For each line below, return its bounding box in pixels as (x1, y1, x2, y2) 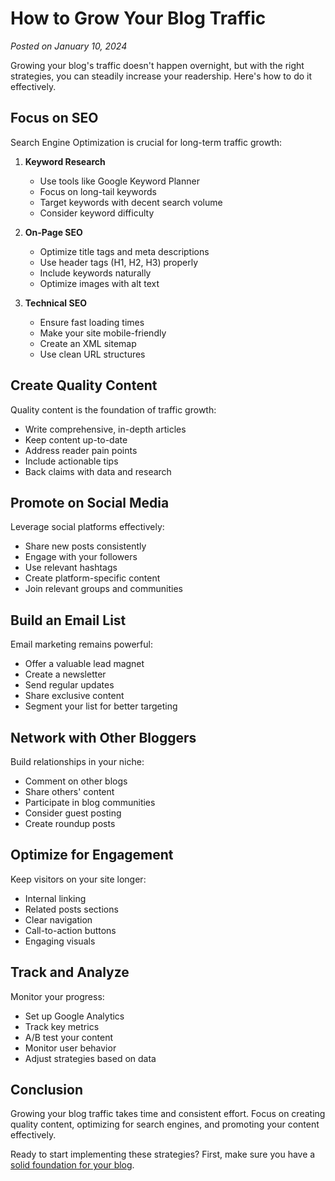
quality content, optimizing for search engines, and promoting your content (10, 1118, 320, 1131)
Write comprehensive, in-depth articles (24, 423, 187, 435)
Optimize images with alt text (39, 277, 160, 289)
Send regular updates (24, 679, 115, 691)
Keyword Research (24, 155, 106, 167)
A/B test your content (24, 1031, 113, 1043)
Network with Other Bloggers (10, 729, 197, 746)
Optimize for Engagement (10, 847, 174, 864)
